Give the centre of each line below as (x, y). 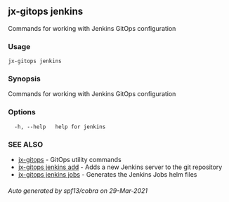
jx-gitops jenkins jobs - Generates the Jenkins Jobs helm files (107, 174)
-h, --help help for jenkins (60, 127)
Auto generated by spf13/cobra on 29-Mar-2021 (78, 190)
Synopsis (24, 79)
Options (22, 112)
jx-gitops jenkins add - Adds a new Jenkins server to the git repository (120, 167)
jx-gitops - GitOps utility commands (70, 160)
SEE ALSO (26, 144)
